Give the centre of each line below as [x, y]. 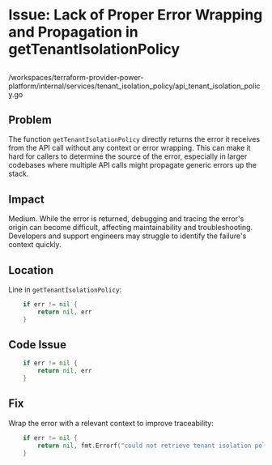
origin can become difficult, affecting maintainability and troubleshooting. [131, 228]
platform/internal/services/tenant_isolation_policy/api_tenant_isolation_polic [134, 86]
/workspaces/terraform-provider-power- [76, 77]
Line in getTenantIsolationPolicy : [65, 290]
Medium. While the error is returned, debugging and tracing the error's [126, 219]
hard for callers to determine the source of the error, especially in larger [128, 156]
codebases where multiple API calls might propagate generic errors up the [133, 165]
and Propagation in [74, 32]
